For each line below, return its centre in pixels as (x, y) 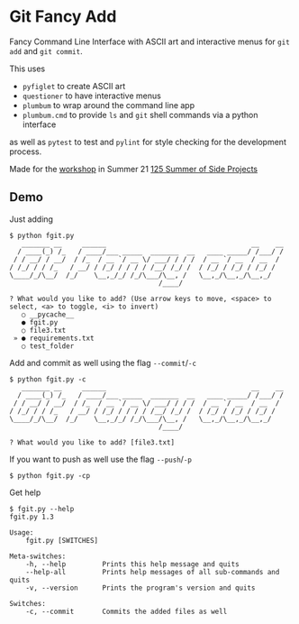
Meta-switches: (38, 556)
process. (26, 151)
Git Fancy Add (63, 17)
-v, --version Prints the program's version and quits (140, 588)
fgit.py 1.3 (32, 517)
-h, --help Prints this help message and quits (133, 564)
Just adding (32, 219)
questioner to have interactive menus (92, 96)
